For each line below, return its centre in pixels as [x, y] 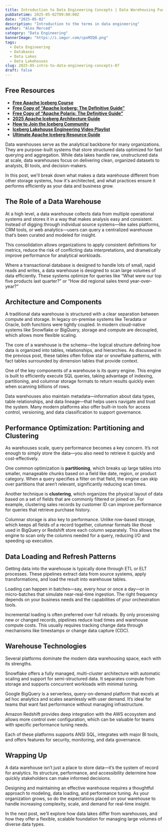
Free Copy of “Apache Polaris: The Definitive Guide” [68, 113]
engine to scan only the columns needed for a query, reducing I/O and [77, 536]
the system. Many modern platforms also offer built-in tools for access [78, 407]
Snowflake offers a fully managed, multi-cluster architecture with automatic [83, 673]
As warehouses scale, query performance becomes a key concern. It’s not [82, 448]
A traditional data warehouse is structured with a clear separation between [82, 314]
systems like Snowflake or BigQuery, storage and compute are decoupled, [82, 330]
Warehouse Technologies [46, 646]
